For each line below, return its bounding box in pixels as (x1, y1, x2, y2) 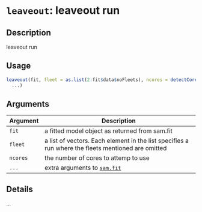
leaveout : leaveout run (6, 4, 120, 17)
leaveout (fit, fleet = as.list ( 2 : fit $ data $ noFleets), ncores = (6, 76, 168, 83)
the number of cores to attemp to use (44, 154, 150, 162)
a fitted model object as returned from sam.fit (44, 127, 173, 135)
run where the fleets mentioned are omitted (44, 144, 167, 153)
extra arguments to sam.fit (44, 163, 121, 172)
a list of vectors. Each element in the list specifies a (44, 136, 189, 145)
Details (6, 184, 33, 194)
